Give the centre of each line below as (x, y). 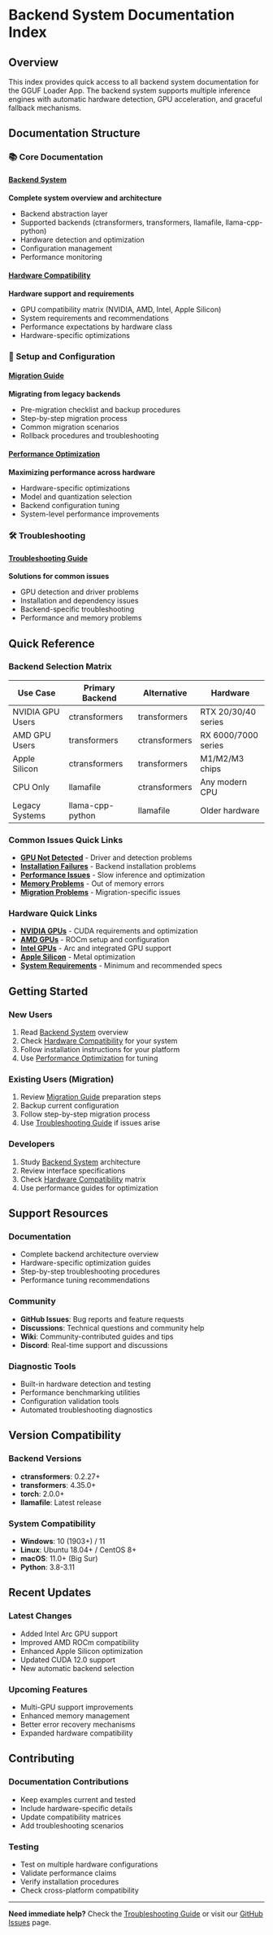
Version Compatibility (65, 1435)
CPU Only (31, 787)
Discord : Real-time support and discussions (94, 1345)
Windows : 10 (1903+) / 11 (63, 1541)
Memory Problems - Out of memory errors (92, 884)
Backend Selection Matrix (60, 667)
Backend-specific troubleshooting (77, 609)
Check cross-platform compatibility (80, 1890)
